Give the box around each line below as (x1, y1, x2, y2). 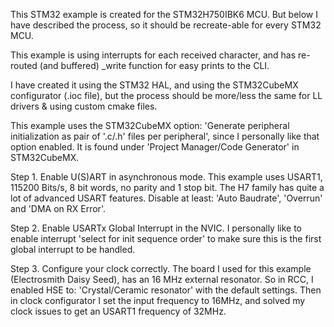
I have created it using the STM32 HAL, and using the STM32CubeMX (10, 79, 299, 91)
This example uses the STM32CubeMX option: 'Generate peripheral (10, 120, 290, 131)
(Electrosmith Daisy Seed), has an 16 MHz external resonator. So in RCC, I (10, 274, 314, 285)
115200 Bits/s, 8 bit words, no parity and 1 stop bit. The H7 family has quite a (10, 182, 325, 193)
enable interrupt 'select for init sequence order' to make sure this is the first (10, 233, 322, 244)
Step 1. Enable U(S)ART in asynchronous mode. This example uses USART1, (10, 171, 323, 183)
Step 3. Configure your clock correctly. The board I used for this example (10, 263, 312, 274)
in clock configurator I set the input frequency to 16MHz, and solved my (10, 295, 306, 306)
